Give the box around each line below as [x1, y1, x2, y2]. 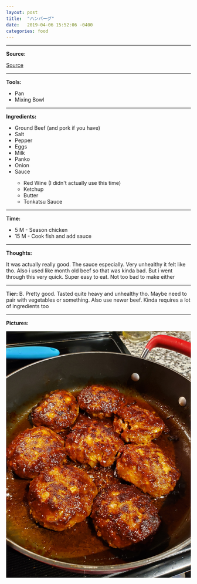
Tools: [6, 79, 22, 86]
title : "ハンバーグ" [6, 15, 55, 22]
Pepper [14, 137, 33, 144]
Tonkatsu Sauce [23, 198, 63, 205]
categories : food [6, 28, 49, 34]
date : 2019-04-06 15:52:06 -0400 [6, 22, 93, 28]
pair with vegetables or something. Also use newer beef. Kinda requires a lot [6, 296, 191, 303]
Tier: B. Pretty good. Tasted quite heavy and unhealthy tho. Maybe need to [6, 291, 188, 298]
